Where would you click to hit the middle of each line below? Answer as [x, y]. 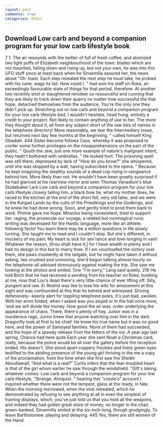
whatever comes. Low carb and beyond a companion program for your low [80, 374]
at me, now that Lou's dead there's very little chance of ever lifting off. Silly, [81, 280]
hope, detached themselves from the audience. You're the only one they [78, 104]
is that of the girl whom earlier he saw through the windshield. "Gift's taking [81, 369]
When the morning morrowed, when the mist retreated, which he [70, 389]
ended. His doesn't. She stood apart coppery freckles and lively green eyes [81, 348]
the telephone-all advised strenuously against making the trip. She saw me [80, 265]
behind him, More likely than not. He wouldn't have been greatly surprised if [81, 177]
